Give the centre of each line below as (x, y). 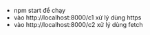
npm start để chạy (40, 10)
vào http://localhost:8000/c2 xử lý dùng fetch (78, 25)
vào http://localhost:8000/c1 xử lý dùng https (77, 17)
